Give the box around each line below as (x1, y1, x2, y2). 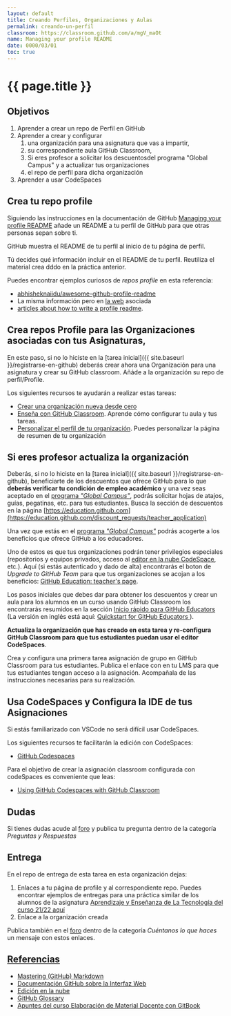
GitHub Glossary (17, 994, 64, 1002)
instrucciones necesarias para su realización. (7, 676, 136, 684)
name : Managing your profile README (7, 36, 112, 43)
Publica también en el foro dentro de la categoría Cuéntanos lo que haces (7, 926, 217, 934)
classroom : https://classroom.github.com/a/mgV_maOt (7, 29, 162, 37)
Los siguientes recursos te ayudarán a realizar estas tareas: (7, 388, 177, 397)
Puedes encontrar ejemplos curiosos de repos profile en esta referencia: (7, 276, 214, 284)
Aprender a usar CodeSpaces (17, 175, 102, 184)
